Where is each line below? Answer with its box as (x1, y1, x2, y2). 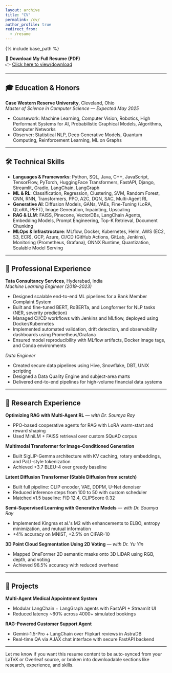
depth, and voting (12, 556, 50, 563)
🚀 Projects (5, 581, 39, 590)
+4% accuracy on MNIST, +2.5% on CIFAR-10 (12, 531, 110, 537)
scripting (12, 368, 32, 374)
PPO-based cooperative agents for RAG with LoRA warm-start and (12, 422, 154, 428)
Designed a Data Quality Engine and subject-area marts (12, 373, 131, 379)
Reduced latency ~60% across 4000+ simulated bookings (12, 611, 136, 617)
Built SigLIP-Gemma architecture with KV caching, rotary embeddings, (12, 453, 161, 459)
